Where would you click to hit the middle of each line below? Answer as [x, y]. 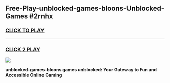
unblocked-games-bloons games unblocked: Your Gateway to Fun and [81, 69]
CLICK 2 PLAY [23, 49]
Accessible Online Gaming [34, 75]
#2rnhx [41, 16]
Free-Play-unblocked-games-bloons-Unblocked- [85, 8]
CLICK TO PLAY [25, 31]
